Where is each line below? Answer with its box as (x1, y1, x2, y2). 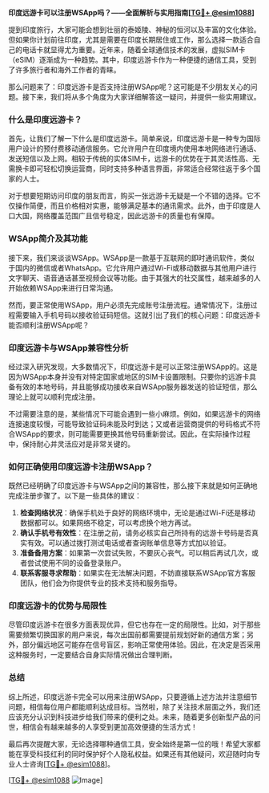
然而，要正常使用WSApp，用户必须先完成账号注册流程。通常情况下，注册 (8, 300, 251, 310)
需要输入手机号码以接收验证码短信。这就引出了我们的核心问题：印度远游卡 (14, 310, 261, 319)
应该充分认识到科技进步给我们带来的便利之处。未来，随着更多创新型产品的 (8, 712, 254, 722)
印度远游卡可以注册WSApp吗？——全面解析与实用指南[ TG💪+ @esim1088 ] (8, 8, 255, 17)
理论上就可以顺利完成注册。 (8, 392, 100, 401)
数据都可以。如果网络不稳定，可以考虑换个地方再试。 (19, 518, 196, 528)
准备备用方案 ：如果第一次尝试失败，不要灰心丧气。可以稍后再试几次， (19, 548, 252, 558)
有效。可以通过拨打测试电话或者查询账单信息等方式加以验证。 (26, 538, 231, 548)
